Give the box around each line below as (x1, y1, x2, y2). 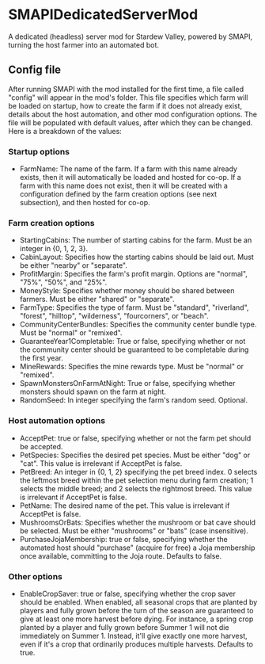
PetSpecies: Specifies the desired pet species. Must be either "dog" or (19, 450, 251, 460)
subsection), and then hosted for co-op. (19, 198, 150, 208)
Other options (8, 571, 63, 582)
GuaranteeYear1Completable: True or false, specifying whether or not (19, 337, 246, 346)
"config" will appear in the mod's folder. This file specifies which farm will (8, 93, 248, 102)
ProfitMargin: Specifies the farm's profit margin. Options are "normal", (19, 269, 248, 279)
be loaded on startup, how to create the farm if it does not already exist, (8, 101, 243, 110)
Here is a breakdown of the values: (8, 126, 123, 135)
